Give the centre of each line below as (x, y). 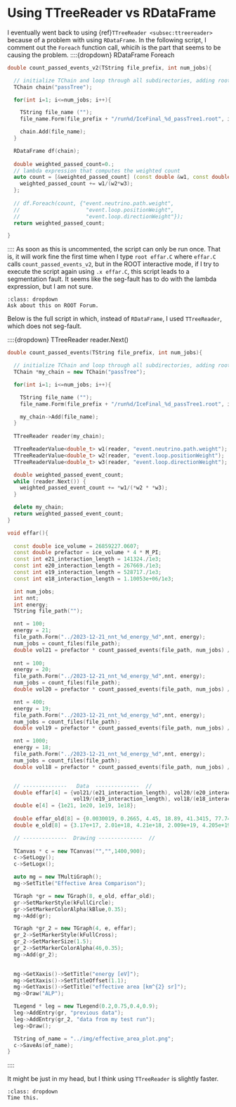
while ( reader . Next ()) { (50, 481)
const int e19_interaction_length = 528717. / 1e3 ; (87, 573)
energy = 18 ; (33, 748)
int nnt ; (26, 598)
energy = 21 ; (33, 631)
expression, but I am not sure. (50, 287)
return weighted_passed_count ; (59, 223)
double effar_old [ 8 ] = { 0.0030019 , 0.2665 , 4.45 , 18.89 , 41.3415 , (113, 819)
